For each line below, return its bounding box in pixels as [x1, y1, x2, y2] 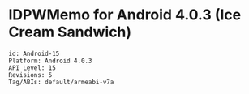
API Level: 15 [8, 63, 57, 72]
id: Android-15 [8, 49, 60, 58]
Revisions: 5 [8, 70, 53, 79]
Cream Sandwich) [8, 23, 132, 41]
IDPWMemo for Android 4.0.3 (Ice [8, 6, 242, 24]
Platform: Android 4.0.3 [8, 57, 92, 65]
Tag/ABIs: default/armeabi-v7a [8, 78, 114, 86]
